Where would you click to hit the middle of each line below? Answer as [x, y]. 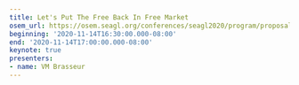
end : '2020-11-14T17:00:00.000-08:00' [81, 42]
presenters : [31, 58]
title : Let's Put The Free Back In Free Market [99, 17]
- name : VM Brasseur [48, 67]
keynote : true [36, 50]
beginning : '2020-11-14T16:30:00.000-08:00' [93, 34]
